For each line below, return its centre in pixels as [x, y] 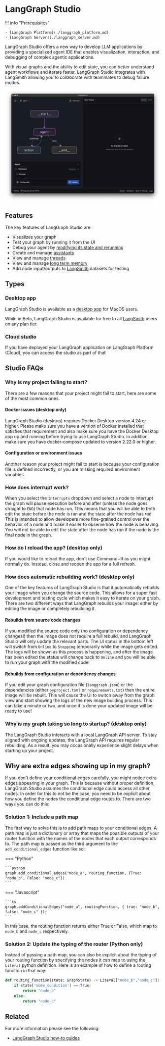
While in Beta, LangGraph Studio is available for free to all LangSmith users [81, 318]
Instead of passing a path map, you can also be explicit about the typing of [81, 955]
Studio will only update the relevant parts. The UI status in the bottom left [79, 642]
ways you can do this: [27, 804]
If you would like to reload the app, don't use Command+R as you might [78, 558]
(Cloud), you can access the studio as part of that [55, 352]
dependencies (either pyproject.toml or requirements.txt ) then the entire [80, 690]
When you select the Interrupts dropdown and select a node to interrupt [79, 498]
